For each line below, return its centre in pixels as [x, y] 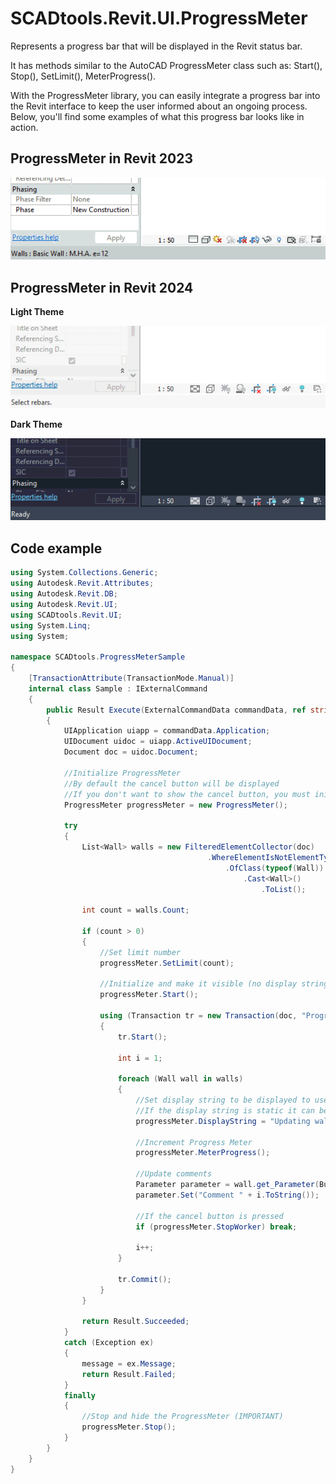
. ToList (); [283, 889]
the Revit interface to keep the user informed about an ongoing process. [159, 106]
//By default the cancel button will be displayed [171, 783]
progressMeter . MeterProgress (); [203, 1153]
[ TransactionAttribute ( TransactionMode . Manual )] [131, 678]
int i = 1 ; [140, 1058]
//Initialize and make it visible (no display [198, 984]
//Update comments [174, 1174]
